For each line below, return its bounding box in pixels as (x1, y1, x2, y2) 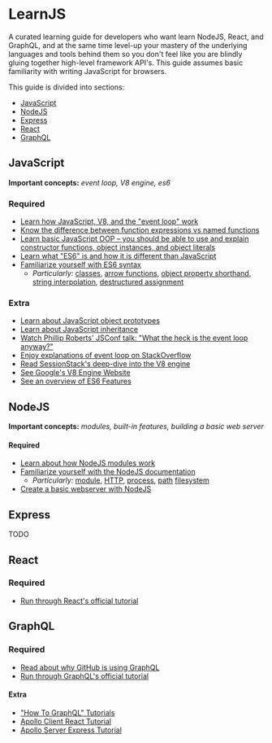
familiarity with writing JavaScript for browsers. (8, 66, 167, 76)
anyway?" (19, 342, 54, 352)
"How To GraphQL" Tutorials (19, 707, 115, 717)
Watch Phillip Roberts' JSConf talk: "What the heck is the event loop (19, 333, 248, 343)
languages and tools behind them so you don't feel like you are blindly (8, 49, 243, 59)
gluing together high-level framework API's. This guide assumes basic (8, 58, 244, 68)
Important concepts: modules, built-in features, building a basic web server (8, 422, 264, 431)
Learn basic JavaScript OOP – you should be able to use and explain (19, 234, 249, 244)
